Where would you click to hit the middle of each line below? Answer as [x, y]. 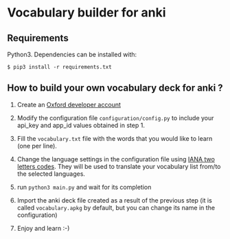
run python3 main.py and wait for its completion [84, 187]
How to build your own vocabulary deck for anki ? [115, 88]
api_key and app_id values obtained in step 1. [81, 125]
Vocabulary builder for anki [87, 13]
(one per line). [37, 146]
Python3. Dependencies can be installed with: [72, 54]
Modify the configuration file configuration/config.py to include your [115, 117]
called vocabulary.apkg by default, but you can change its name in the [116, 207]
